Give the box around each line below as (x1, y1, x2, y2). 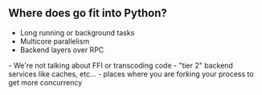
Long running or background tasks (19, 27, 135, 37)
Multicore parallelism (19, 36, 90, 46)
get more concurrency (8, 77, 83, 87)
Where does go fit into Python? (8, 6, 167, 20)
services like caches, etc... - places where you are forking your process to (8, 68, 255, 79)
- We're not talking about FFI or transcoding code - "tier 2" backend (8, 60, 233, 70)
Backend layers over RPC (19, 44, 104, 55)
